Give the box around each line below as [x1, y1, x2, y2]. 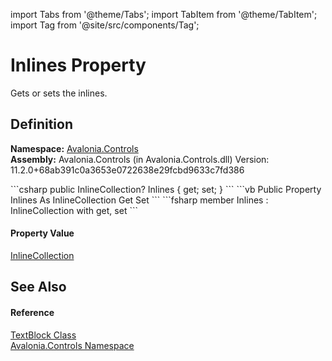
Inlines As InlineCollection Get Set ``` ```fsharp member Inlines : [10, 194, 269, 206]
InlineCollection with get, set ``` [10, 204, 138, 216]
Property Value [10, 227, 75, 239]
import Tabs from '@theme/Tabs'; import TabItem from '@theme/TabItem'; [10, 9, 318, 20]
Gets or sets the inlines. [10, 87, 108, 99]
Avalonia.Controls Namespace [10, 339, 135, 351]
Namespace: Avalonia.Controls [10, 142, 139, 154]
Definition [10, 116, 73, 133]
